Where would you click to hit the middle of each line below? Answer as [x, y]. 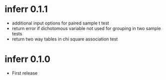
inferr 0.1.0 [28, 59]
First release [25, 73]
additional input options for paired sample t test [60, 23]
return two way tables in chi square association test [65, 39]
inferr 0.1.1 [26, 9]
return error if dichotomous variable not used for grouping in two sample [86, 28]
